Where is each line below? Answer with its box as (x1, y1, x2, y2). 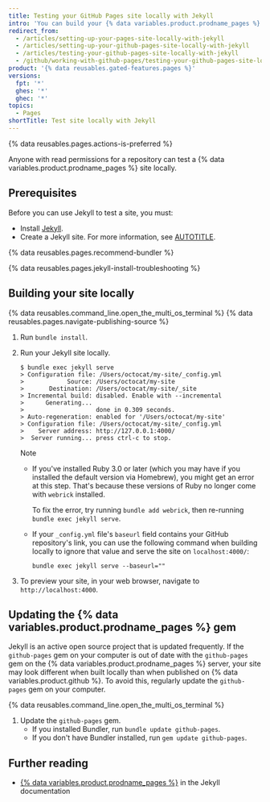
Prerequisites (8, 186, 77, 200)
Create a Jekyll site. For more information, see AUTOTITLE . (19, 231, 216, 242)
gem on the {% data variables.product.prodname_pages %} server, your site (8, 659, 261, 669)
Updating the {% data (8, 608, 119, 621)
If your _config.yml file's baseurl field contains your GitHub (31, 529, 229, 538)
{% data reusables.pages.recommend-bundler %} (8, 247, 174, 257)
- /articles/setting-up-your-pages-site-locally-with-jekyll (15, 34, 225, 43)
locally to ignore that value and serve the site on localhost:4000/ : (31, 546, 249, 556)
